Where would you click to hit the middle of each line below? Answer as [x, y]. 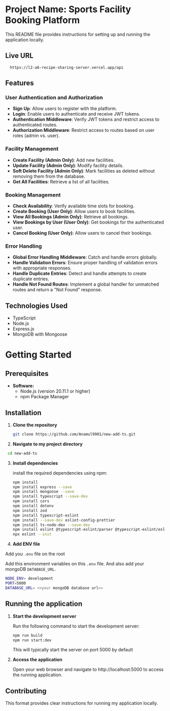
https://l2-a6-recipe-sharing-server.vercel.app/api [67, 67]
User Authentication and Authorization [54, 98]
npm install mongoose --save [43, 492]
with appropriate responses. [42, 268]
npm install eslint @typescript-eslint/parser [63, 530]
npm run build [27, 635]
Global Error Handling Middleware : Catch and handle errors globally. [85, 257]
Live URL [20, 56]
